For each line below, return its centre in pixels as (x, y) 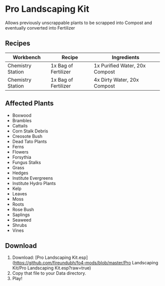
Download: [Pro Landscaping (41, 257)
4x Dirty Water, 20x (116, 80)
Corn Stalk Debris (30, 131)
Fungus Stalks (27, 162)
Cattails (20, 126)
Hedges (20, 173)
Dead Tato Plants (29, 141)
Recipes (18, 44)
